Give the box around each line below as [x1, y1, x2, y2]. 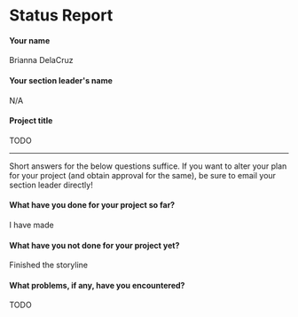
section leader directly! [9, 179, 93, 190]
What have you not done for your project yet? [9, 240, 180, 250]
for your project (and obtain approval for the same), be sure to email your [9, 170, 277, 180]
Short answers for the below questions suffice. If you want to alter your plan [9, 161, 287, 171]
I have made [9, 219, 55, 230]
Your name [9, 35, 51, 45]
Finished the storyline [9, 259, 89, 271]
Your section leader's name [9, 75, 113, 85]
